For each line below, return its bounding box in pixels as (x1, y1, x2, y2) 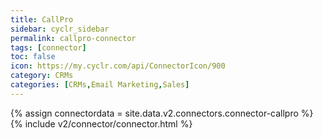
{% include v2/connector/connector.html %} (10, 117, 193, 130)
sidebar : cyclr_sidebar (10, 24, 110, 34)
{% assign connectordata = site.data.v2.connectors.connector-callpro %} (10, 107, 314, 119)
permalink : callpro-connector (10, 33, 137, 43)
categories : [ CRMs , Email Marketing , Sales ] (10, 80, 190, 90)
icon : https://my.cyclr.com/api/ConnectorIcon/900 (10, 61, 226, 71)
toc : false (10, 52, 56, 62)
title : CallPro (10, 14, 74, 25)
